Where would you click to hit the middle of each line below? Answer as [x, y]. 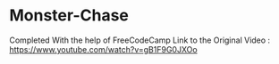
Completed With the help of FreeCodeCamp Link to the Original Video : [140, 40]
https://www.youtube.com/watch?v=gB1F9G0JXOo [104, 49]
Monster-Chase [69, 16]
